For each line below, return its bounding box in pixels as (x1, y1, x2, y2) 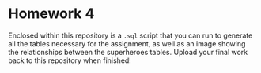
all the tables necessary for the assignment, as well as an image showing (8, 38, 246, 48)
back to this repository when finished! (8, 56, 132, 65)
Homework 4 (8, 5, 95, 23)
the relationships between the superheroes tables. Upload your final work (8, 47, 248, 57)
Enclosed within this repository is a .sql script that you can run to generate (8, 31, 253, 40)
